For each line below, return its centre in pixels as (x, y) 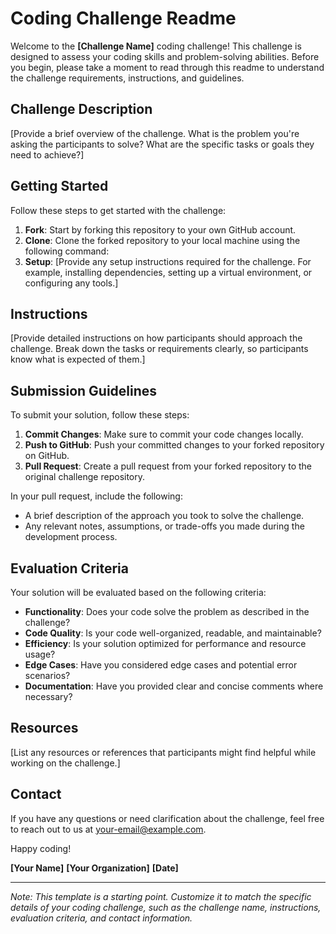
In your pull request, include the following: (96, 496)
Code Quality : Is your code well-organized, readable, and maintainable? (173, 633)
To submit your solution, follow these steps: (100, 415)
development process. (71, 537)
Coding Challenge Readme (123, 18)
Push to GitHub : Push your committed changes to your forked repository (174, 445)
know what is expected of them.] (78, 359)
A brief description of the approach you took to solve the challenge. (164, 516)
